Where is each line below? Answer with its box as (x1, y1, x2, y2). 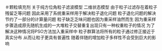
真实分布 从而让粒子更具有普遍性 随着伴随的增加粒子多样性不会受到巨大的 (5, 34, 152, 40)
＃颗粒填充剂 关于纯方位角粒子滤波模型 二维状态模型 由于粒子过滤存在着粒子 (5, 4, 158, 10)
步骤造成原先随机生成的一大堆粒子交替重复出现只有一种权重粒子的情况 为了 (5, 22, 155, 28)
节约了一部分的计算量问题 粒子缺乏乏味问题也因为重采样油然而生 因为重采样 (5, 17, 156, 22)
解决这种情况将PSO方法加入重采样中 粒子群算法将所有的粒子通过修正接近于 (5, 29, 155, 34)
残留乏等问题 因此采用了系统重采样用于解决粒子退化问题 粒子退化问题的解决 (5, 10, 156, 16)
